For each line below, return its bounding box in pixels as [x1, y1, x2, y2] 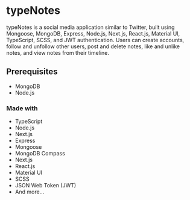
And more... [14, 188, 45, 196]
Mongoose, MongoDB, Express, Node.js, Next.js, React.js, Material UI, [6, 30, 180, 37]
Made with [6, 104, 38, 112]
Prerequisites [6, 67, 58, 77]
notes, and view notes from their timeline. [6, 49, 110, 56]
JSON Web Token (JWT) [14, 182, 77, 189]
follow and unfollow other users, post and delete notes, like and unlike [6, 43, 180, 50]
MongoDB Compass [14, 150, 65, 157]
